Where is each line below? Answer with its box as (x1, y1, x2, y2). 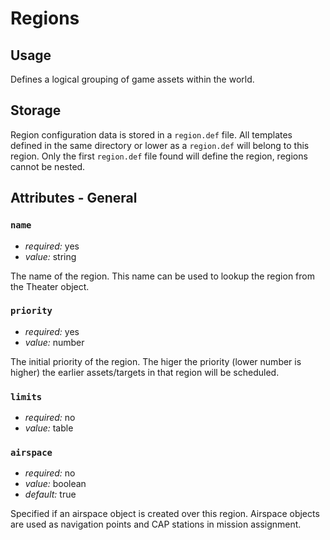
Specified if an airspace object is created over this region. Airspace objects (10, 508, 320, 520)
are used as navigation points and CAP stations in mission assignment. (10, 518, 302, 531)
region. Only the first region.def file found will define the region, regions (10, 150, 308, 162)
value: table (24, 422, 74, 434)
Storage (10, 102, 62, 119)
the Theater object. (10, 280, 90, 292)
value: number (24, 336, 85, 348)
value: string (24, 250, 77, 262)
